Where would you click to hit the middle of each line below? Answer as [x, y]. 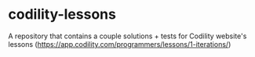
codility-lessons [62, 14]
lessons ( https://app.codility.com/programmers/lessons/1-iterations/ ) [120, 44]
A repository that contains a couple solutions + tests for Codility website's [127, 36]
